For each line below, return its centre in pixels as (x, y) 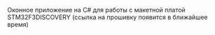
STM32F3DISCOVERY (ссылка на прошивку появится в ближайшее (107, 17)
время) (18, 24)
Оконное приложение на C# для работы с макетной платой (96, 10)
